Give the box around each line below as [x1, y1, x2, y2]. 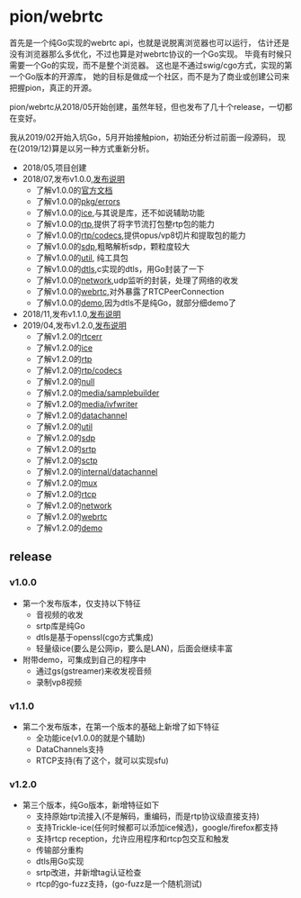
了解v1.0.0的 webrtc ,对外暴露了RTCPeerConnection [35, 286, 225, 296]
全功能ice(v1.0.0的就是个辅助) [35, 732, 146, 743]
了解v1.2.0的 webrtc [35, 511, 108, 522]
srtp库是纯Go [35, 620, 85, 631]
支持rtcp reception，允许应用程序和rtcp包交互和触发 [35, 833, 230, 844]
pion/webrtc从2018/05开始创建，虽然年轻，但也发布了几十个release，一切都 [9, 101, 293, 112]
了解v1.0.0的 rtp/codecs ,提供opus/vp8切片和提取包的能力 [35, 230, 246, 240]
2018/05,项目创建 [22, 162, 87, 173]
